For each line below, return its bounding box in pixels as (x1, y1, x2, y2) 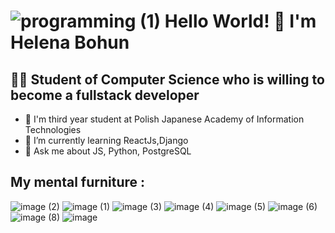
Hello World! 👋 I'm (164, 10, 317, 33)
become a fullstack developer (10, 86, 200, 104)
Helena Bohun (10, 31, 130, 54)
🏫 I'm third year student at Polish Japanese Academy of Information (24, 113, 305, 125)
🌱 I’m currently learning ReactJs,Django (24, 135, 189, 146)
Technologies (24, 124, 82, 135)
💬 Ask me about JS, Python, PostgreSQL (24, 145, 192, 157)
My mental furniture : (10, 174, 145, 191)
